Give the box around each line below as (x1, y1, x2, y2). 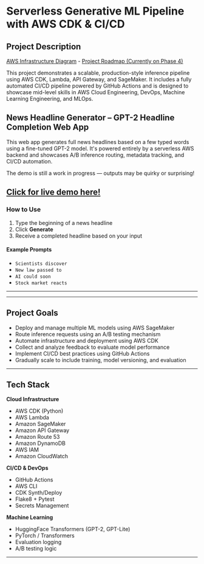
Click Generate (15, 225, 53, 233)
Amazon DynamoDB (15, 439, 66, 447)
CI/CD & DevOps (6, 464, 49, 472)
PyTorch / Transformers (15, 532, 75, 539)
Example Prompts (6, 246, 52, 253)
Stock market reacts (15, 280, 67, 286)
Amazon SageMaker (15, 421, 66, 428)
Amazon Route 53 (15, 433, 60, 441)
